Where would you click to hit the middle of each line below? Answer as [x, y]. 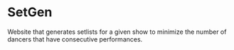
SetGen [30, 12]
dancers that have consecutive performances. [75, 39]
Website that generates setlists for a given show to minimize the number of [117, 32]
